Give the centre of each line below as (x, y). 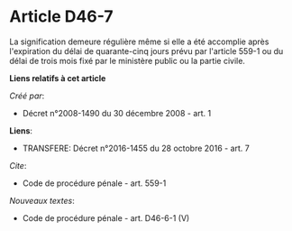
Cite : (18, 165)
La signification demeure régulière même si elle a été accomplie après (139, 42)
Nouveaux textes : (42, 200)
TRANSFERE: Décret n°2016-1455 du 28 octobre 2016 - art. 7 (136, 148)
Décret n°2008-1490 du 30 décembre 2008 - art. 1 (117, 113)
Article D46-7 (61, 17)
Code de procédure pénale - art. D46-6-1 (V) (106, 217)
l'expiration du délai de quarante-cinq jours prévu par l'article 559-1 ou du (146, 51)
